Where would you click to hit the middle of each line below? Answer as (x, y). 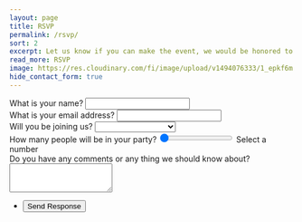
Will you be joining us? (51, 126)
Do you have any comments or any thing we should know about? (130, 159)
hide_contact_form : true (56, 77)
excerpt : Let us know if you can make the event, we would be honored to (151, 52)
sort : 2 (24, 43)
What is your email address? (62, 115)
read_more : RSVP (40, 60)
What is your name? (47, 103)
